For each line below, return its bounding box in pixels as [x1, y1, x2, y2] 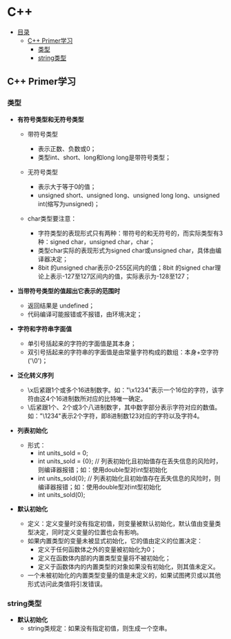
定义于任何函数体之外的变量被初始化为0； [37, 545, 157, 554]
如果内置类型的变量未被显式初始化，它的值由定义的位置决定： [27, 536, 203, 545]
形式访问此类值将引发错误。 [27, 580, 107, 588]
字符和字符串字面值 [17, 325, 72, 333]
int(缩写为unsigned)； [37, 199, 100, 207]
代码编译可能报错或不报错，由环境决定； [27, 310, 143, 318]
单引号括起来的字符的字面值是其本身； [27, 339, 137, 347]
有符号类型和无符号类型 [17, 115, 84, 123]
